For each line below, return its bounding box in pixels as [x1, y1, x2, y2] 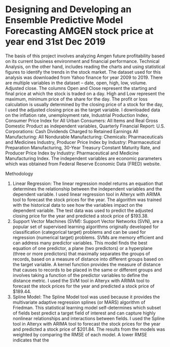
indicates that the [12, 337, 49, 343]
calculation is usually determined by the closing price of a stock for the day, [5, 101, 163, 107]
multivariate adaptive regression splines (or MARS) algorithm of [12, 299, 146, 305]
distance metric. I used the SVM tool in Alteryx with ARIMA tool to [12, 277, 150, 283]
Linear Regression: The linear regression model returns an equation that [12, 180, 163, 186]
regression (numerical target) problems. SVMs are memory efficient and [12, 234, 163, 240]
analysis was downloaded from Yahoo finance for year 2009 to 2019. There [5, 74, 163, 80]
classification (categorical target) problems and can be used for [12, 229, 146, 235]
